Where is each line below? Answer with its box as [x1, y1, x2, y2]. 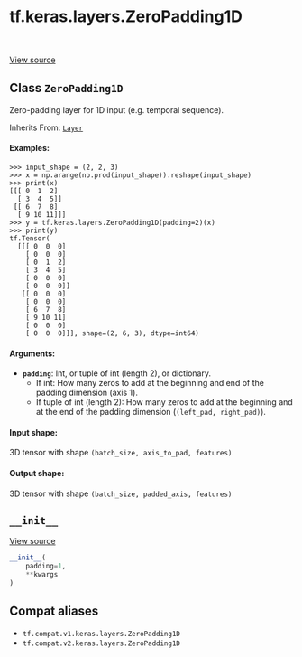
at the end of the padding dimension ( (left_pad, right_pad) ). [35, 407, 266, 418]
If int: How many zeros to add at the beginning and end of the [35, 378, 264, 389]
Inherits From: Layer [9, 122, 84, 133]
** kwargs [25, 570, 59, 579]
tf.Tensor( [9, 233, 50, 243]
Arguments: [9, 348, 56, 359]
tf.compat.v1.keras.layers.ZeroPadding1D [22, 629, 180, 638]
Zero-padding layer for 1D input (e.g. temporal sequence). [9, 104, 224, 115]
